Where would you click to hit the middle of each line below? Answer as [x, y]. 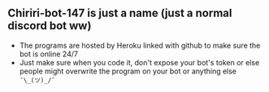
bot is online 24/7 [49, 54]
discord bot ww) [50, 26]
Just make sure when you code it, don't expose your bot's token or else [139, 62]
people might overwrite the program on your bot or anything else [128, 71]
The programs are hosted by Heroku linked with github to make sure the [140, 45]
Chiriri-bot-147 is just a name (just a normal [120, 13]
